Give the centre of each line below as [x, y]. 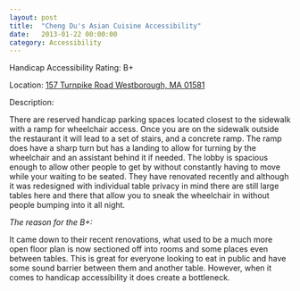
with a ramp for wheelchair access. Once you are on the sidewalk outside [144, 129]
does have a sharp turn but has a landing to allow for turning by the [133, 148]
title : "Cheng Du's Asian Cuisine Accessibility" [105, 26]
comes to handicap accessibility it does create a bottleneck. [120, 278]
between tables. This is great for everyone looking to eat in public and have [148, 259]
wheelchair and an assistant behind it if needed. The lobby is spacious [139, 158]
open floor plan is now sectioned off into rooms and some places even [139, 249]
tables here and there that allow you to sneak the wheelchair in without [139, 195]
